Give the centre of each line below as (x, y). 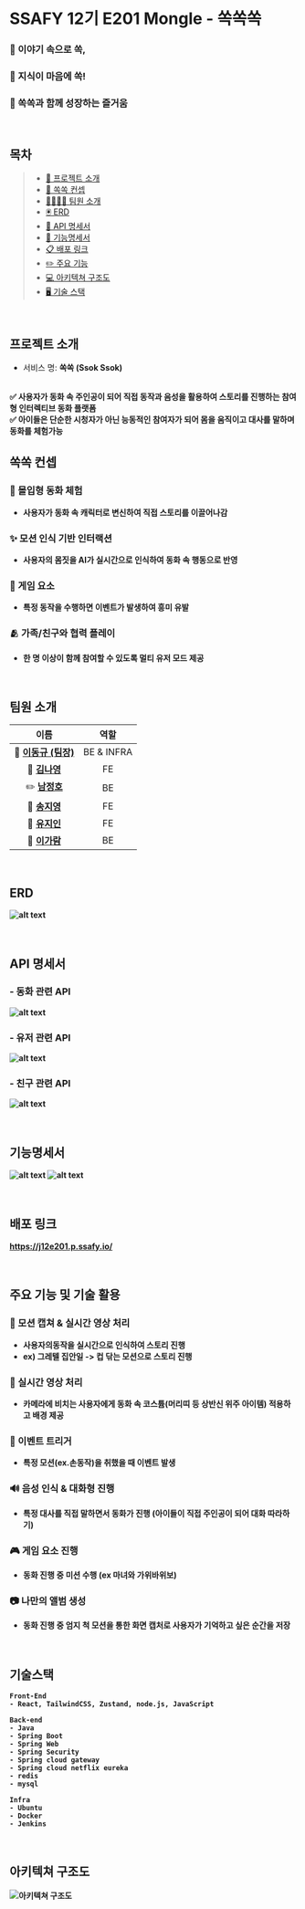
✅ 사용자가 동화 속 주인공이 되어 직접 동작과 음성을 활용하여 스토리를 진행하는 (145, 396)
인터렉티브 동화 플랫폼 (58, 408)
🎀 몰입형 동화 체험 (46, 491)
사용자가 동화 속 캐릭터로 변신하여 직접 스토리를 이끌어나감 (125, 512)
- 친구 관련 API (40, 1084)
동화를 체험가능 (37, 431)
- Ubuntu (26, 1809)
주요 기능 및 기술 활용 (65, 1295)
